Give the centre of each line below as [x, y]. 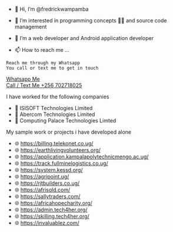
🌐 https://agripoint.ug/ [42, 176]
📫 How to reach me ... [42, 50]
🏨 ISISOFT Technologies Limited [54, 108]
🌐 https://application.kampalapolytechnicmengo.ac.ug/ [81, 157]
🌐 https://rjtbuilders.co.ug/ [47, 183]
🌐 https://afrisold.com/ [42, 190]
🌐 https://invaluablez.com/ [47, 223]
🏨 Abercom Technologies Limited [55, 114]
